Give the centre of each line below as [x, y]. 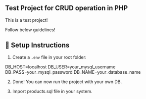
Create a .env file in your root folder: [49, 57]
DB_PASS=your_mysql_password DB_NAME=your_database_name [73, 72]
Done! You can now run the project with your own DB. [67, 82]
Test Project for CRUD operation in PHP [67, 8]
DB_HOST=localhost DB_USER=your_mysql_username [60, 67]
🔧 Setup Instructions [37, 45]
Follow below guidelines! [30, 30]
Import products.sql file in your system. [52, 91]
